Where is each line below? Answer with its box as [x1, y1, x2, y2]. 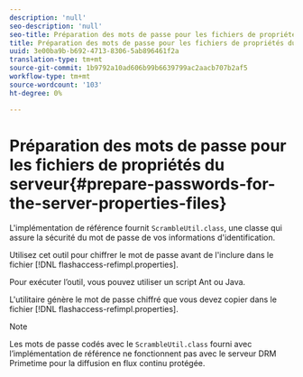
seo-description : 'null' [9, 22, 103, 31]
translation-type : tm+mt [9, 55, 103, 64]
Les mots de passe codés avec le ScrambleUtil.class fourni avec [9, 339, 252, 350]
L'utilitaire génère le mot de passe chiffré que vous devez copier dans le [9, 294, 278, 305]
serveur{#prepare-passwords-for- [9, 173, 276, 194]
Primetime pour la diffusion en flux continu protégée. [9, 358, 206, 369]
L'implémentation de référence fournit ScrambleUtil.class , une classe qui [9, 223, 282, 234]
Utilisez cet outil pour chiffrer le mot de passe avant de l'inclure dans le [9, 250, 274, 261]
